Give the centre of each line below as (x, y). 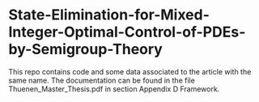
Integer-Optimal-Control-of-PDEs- (127, 32)
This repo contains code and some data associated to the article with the (130, 71)
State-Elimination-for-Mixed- (109, 15)
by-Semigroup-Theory (86, 49)
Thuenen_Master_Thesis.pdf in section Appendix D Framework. (114, 89)
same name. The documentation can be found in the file (102, 80)
